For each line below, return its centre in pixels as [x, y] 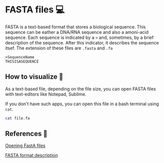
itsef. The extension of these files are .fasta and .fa [59, 48]
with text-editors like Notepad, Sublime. [46, 94]
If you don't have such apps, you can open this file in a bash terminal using [82, 104]
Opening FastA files [25, 146]
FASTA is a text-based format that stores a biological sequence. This [76, 27]
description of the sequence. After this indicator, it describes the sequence [82, 42]
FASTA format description [32, 156]
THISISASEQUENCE [22, 61]
